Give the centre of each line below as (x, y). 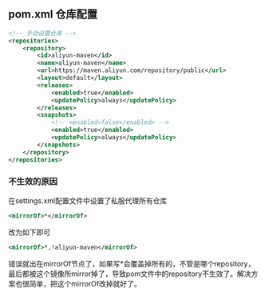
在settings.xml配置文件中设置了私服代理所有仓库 (88, 200)
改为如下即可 (29, 232)
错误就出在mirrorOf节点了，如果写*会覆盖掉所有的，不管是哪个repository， (132, 263)
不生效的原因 (33, 182)
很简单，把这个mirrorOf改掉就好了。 (81, 283)
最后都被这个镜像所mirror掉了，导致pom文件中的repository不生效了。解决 (130, 274)
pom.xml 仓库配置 (53, 14)
